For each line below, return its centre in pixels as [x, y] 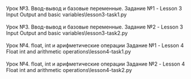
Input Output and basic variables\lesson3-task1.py [67, 15]
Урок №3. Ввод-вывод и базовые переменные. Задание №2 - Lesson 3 [95, 27]
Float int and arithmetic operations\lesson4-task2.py [69, 70]
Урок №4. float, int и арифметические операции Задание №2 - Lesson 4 [95, 64]
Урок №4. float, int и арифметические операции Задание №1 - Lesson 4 [95, 45]
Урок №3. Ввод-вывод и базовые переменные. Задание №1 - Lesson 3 [94, 8]
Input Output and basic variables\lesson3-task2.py [67, 33]
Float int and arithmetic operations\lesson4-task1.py [69, 51]
